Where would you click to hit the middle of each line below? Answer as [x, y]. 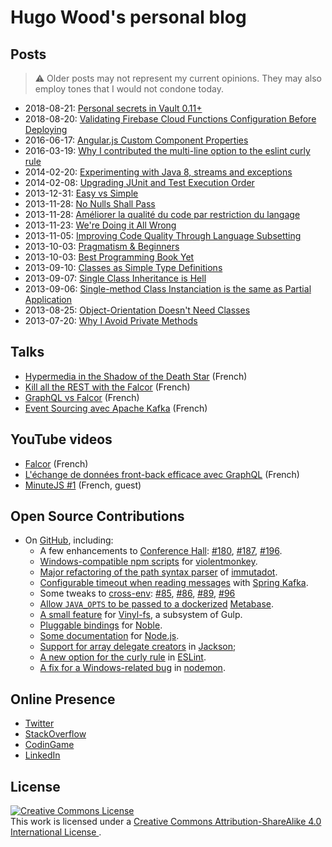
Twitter [39, 723]
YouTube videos [61, 439]
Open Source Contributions [97, 516]
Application [48, 299]
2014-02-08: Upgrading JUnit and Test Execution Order [139, 182]
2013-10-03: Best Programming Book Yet [109, 257]
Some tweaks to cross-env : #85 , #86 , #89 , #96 [137, 593]
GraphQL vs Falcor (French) [82, 397]
